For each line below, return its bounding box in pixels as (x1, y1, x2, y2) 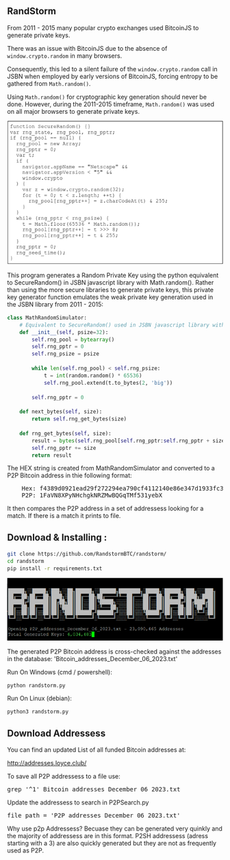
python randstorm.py (7, 682, 66, 689)
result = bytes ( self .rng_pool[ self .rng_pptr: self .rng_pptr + (31, 437, 210, 444)
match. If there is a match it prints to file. (7, 512, 121, 520)
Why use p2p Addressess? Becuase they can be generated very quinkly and (7, 824, 222, 833)
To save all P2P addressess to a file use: (7, 772, 121, 780)
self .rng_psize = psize (31, 350, 99, 357)
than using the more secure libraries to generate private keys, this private (7, 285, 214, 294)
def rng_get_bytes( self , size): (19, 430, 112, 437)
